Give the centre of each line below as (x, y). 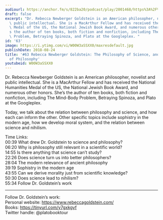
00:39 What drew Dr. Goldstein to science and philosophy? (64, 142)
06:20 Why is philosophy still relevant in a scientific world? (64, 147)
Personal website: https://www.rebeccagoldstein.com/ (59, 202)
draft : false (18, 14)
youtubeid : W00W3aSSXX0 (29, 63)
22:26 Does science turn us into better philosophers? (58, 158)
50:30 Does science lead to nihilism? (42, 178)
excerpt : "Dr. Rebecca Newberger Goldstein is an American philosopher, (80, 18)
